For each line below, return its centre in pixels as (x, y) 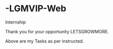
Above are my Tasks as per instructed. (45, 41)
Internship (16, 22)
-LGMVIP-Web (36, 9)
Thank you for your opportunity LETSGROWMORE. (57, 31)
